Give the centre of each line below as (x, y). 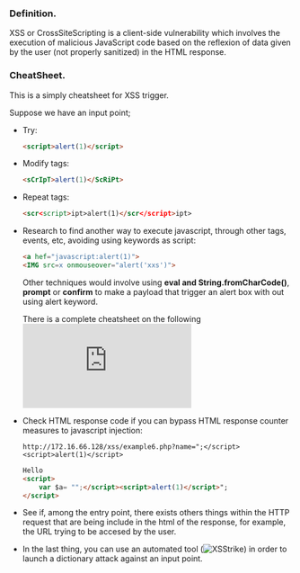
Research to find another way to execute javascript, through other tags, (154, 231)
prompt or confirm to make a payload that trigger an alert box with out (153, 291)
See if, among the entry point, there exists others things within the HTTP (156, 513)
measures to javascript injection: (83, 430)
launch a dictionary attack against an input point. (113, 559)
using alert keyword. (60, 301)
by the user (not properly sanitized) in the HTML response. (118, 52)
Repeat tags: (46, 197)
